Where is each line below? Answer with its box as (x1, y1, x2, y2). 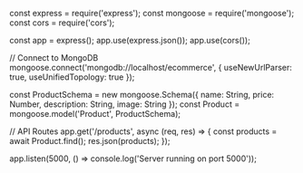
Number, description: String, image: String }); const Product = (9, 99, 240, 110)
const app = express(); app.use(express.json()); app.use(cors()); (9, 35, 251, 45)
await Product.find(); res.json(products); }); (9, 136, 171, 146)
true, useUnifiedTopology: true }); (9, 72, 135, 82)
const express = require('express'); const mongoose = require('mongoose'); (9, 8, 295, 18)
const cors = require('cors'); (9, 17, 115, 28)
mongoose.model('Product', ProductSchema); (9, 109, 181, 119)
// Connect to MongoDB (9, 53, 99, 62)
